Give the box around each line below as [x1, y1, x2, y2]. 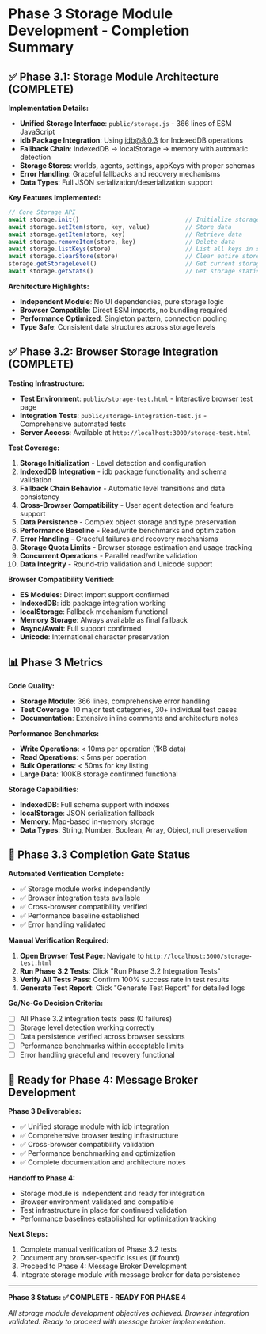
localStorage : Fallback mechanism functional [19, 607, 169, 616]
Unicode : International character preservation [19, 631, 169, 642]
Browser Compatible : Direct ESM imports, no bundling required [19, 305, 228, 314]
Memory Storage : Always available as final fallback [19, 615, 188, 624]
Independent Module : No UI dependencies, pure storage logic [19, 296, 224, 306]
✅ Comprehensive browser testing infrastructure [19, 1130, 179, 1141]
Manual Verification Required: [8, 936, 109, 945]
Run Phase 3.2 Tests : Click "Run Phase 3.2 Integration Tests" [19, 966, 221, 976]
